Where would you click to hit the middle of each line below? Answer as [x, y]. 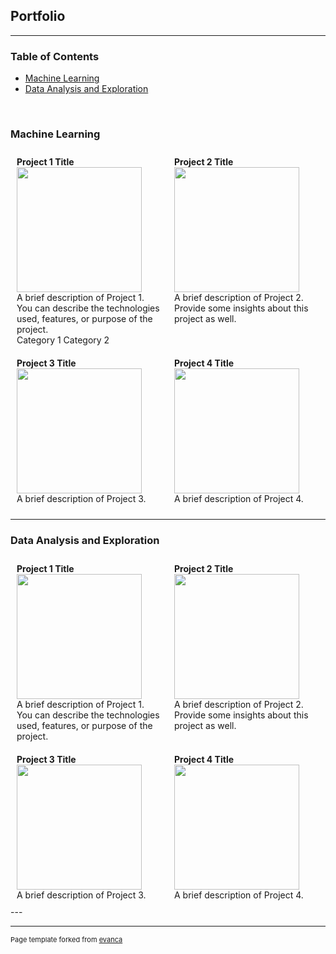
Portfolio [38, 16]
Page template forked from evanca [66, 939]
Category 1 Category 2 [63, 340]
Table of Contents [55, 56]
